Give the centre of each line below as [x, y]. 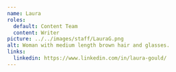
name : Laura [24, 13]
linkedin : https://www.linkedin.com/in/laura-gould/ [90, 58]
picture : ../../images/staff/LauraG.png [66, 39]
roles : [16, 20]
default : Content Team [46, 26]
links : [16, 52]
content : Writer [36, 33]
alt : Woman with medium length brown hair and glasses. [88, 45]
